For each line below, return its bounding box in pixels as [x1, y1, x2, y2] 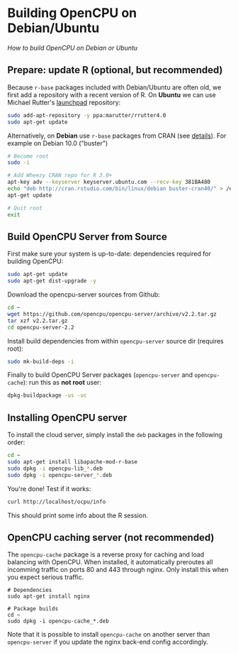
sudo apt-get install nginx [7, 593, 91, 600]
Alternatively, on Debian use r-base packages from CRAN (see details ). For [7, 131, 227, 140]
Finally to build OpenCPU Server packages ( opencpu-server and [7, 371, 193, 379]
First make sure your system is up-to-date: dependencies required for [7, 250, 211, 258]
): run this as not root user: [23, 378, 101, 387]
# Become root [7, 153, 50, 160]
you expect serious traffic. [7, 573, 84, 581]
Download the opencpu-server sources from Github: [7, 290, 161, 299]
